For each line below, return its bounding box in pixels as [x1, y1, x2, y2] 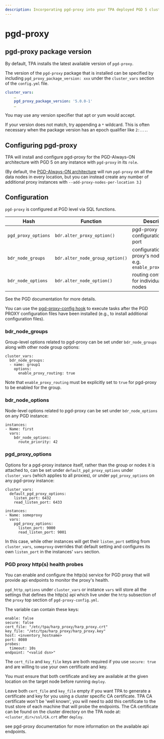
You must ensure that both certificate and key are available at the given [5, 673, 148, 679]
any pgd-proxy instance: [5, 477, 55, 484]
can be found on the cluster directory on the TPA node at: [5, 709, 121, 715]
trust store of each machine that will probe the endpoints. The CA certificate [5, 703, 159, 709]
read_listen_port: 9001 [18, 529, 67, 535]
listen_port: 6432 [14, 495, 51, 501]
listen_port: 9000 [18, 526, 56, 530]
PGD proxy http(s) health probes [5, 561, 83, 568]
